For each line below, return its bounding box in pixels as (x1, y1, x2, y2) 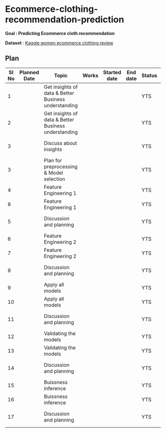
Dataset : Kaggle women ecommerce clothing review (5, 40, 114, 45)
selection (43, 175, 65, 182)
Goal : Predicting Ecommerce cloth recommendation (5, 30, 115, 36)
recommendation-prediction (5, 14, 124, 25)
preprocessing (43, 163, 78, 170)
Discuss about (43, 139, 78, 146)
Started (103, 69, 122, 76)
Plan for (43, 157, 62, 164)
